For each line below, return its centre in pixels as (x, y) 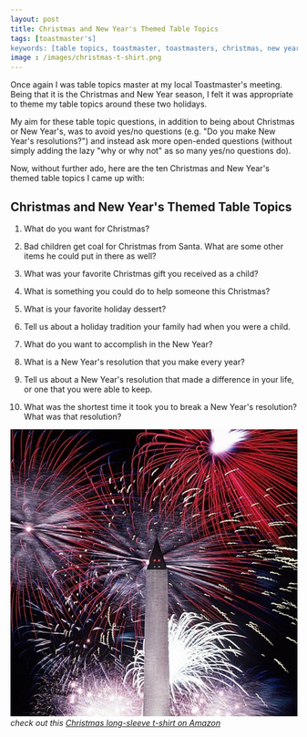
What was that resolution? (72, 416)
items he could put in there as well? (90, 256)
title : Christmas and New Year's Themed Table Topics (115, 29)
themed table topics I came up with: (77, 179)
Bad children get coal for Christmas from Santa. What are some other (153, 246)
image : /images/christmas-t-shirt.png (86, 58)
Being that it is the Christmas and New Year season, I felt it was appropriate (152, 95)
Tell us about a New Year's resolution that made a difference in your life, (159, 379)
